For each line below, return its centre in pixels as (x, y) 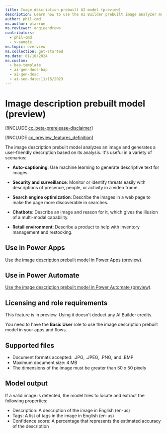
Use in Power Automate (42, 275)
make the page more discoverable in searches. (60, 202)
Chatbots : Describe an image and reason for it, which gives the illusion (85, 212)
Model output (27, 384)
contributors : (20, 33)
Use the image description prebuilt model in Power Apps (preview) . (74, 260)
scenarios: (16, 157)
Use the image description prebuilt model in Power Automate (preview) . (78, 287)
